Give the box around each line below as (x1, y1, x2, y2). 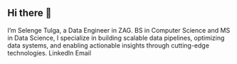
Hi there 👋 (7, 7, 52, 19)
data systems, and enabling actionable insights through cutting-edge (7, 41, 210, 50)
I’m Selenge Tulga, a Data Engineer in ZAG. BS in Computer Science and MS (7, 26, 231, 34)
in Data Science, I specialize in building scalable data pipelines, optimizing (7, 33, 225, 42)
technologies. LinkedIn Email (7, 48, 91, 57)
